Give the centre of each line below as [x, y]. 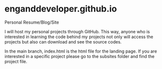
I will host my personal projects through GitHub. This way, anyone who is [77, 31]
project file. [16, 61]
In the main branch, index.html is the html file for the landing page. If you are [81, 51]
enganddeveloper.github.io [61, 9]
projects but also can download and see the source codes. [63, 41]
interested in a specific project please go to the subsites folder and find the [80, 56]
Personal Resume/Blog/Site [32, 22]
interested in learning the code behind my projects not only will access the [79, 37]
